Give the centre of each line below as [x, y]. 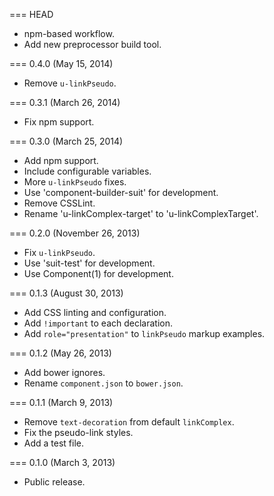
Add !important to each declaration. [98, 323]
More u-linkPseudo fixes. [75, 182]
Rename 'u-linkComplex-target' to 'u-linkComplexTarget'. [141, 213]
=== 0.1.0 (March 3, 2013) [62, 462]
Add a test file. [54, 443]
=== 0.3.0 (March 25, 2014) [66, 141]
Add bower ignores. [64, 372]
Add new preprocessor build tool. [92, 44]
